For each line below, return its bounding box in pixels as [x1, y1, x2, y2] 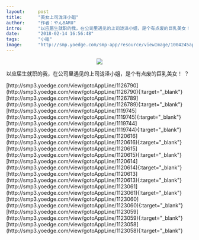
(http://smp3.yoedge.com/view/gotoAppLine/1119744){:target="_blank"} [6, 126, 182, 133]
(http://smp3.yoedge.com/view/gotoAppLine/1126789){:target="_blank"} [6, 100, 183, 108]
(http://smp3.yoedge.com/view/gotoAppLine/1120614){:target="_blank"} [6, 164, 182, 171]
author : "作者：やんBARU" [6, 20, 76, 26]
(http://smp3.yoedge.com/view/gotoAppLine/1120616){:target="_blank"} [6, 138, 182, 146]
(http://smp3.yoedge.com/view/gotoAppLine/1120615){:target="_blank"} [6, 151, 182, 158]
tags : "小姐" [6, 36, 53, 42]
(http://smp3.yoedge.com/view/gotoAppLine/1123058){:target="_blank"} [6, 227, 183, 234]
